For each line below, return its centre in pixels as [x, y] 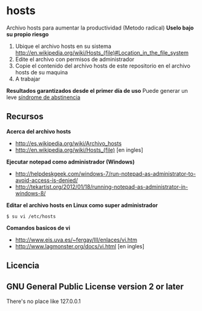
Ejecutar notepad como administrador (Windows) [70, 162]
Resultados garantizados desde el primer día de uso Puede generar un [97, 90]
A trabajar [28, 79]
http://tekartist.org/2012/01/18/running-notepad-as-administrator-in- [102, 187]
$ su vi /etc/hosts [31, 216]
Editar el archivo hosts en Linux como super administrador [82, 205]
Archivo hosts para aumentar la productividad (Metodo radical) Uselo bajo [100, 28]
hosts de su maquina [42, 72]
